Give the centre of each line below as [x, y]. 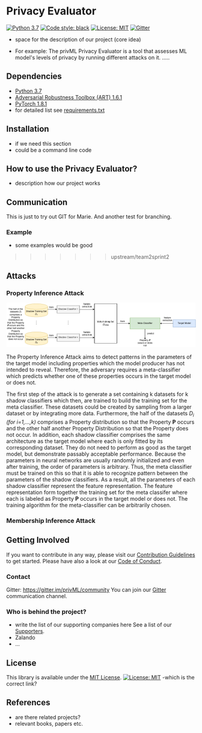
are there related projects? [48, 717]
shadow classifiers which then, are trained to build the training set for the [97, 400]
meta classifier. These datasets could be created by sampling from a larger [99, 407]
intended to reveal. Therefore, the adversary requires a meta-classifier [93, 370]
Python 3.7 [28, 91]
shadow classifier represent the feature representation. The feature [90, 486]
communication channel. [37, 596]
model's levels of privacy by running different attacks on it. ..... [92, 57]
